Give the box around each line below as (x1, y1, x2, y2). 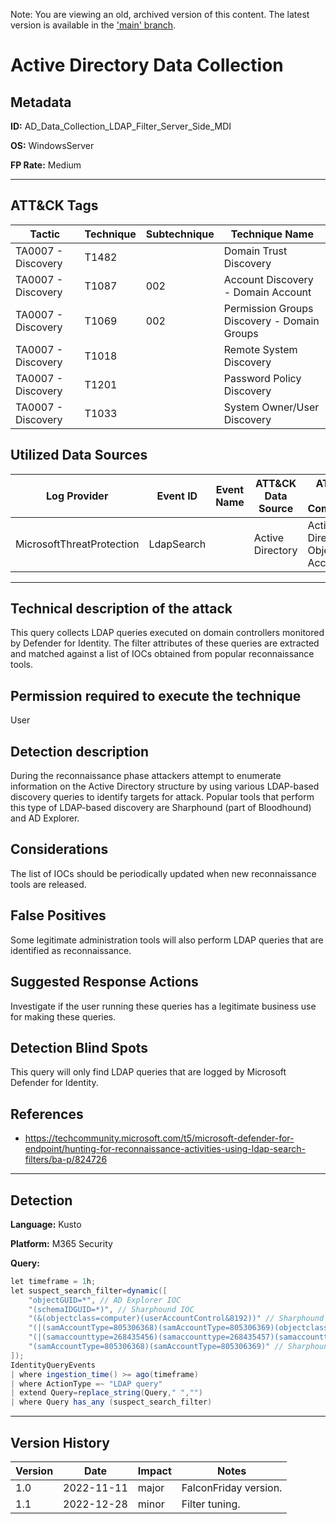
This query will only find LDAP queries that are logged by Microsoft (10, 1066, 287, 1078)
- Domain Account (223, 285, 312, 299)
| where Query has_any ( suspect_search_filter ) (10, 1397, 213, 1408)
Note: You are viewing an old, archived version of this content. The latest (10, 9, 310, 20)
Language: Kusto (10, 1218, 82, 1230)
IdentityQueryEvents (10, 1360, 97, 1370)
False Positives (10, 907, 107, 924)
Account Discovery (223, 272, 314, 286)
